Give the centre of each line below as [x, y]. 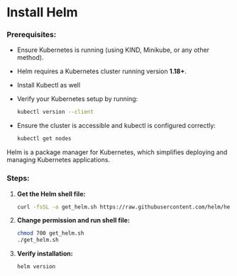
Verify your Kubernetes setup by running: [77, 99]
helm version [36, 267]
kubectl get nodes [44, 139]
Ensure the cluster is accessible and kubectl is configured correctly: [116, 126]
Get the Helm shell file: [51, 193]
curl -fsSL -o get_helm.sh [57, 207]
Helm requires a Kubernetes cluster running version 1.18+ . [102, 71]
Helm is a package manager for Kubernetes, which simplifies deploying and [117, 152]
